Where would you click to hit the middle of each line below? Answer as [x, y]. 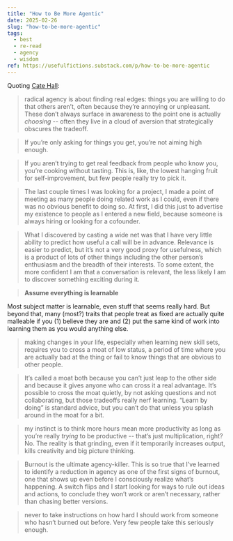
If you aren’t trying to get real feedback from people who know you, [121, 163]
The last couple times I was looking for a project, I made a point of [119, 191]
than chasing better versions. [66, 501]
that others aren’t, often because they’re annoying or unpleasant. [117, 106]
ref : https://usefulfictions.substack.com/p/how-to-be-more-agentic [109, 66]
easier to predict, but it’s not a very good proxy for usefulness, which [123, 249]
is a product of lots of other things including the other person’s [114, 257]
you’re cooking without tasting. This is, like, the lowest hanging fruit [121, 170]
